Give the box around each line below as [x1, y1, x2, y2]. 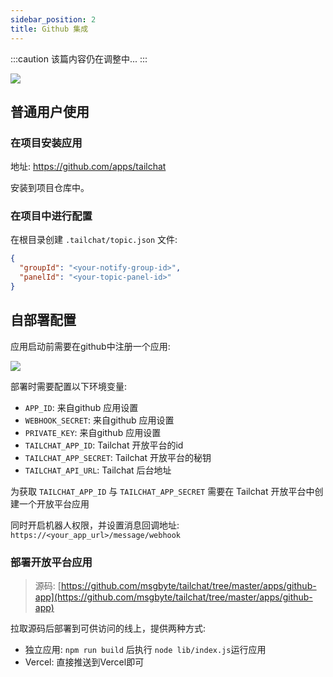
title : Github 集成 [10, 24, 89, 34]
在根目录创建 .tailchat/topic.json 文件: [10, 234, 178, 246]
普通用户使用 [10, 103, 90, 120]
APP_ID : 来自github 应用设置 [24, 401, 139, 413]
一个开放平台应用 [18, 497, 90, 510]
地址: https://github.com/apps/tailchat [10, 161, 167, 173]
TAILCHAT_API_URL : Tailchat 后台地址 [24, 464, 172, 476]
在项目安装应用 [10, 136, 83, 150]
